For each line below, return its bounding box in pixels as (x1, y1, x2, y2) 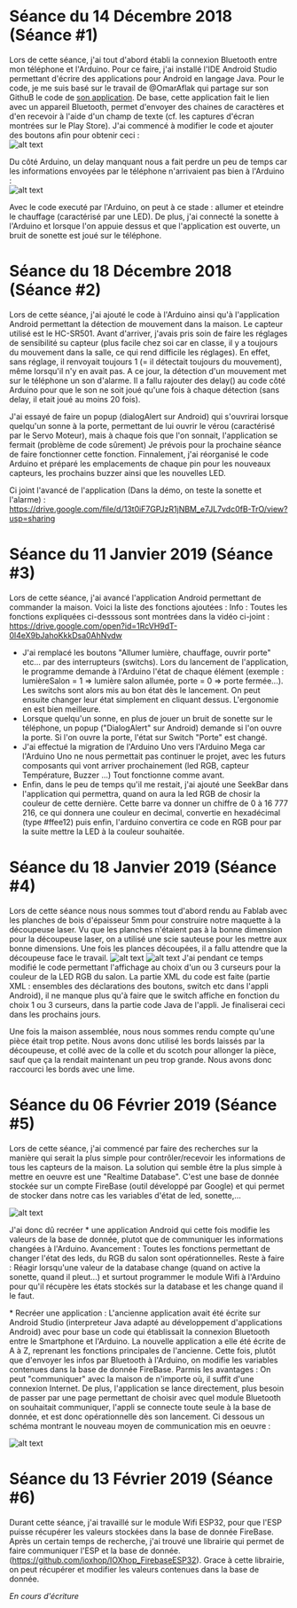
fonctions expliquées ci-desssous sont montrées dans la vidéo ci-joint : (9, 611, 270, 621)
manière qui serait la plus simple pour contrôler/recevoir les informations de (9, 1152, 285, 1163)
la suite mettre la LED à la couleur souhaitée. (21, 826, 184, 837)
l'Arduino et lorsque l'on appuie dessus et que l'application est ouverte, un (9, 220, 281, 231)
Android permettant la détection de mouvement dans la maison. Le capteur (9, 318, 284, 329)
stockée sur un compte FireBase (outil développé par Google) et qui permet (9, 1181, 285, 1191)
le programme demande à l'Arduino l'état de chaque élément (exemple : (21, 666, 285, 676)
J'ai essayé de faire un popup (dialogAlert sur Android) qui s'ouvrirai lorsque (9, 410, 289, 422)
